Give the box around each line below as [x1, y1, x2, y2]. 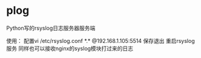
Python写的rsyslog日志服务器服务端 [6, 24, 96, 31]
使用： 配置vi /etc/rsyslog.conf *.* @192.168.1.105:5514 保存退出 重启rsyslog [6, 37, 195, 44]
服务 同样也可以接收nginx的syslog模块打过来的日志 [6, 45, 134, 52]
